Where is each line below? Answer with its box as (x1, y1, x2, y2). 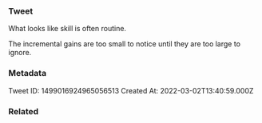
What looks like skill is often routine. (8, 24, 126, 34)
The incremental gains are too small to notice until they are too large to (8, 39, 241, 49)
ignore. (8, 48, 32, 58)
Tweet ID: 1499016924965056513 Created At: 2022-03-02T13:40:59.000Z (8, 85, 254, 95)
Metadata (8, 68, 46, 79)
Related (8, 105, 39, 117)
